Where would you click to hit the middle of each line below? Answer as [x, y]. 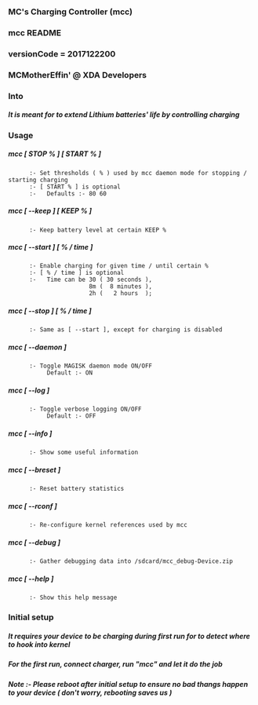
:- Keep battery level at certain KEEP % [98, 230]
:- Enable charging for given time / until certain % [119, 266]
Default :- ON [69, 373]
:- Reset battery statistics [76, 489]
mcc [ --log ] [29, 390]
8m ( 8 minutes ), [121, 287]
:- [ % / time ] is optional [76, 273]
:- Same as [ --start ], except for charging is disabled [125, 330]
